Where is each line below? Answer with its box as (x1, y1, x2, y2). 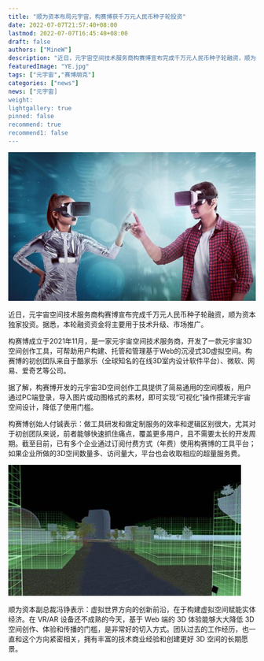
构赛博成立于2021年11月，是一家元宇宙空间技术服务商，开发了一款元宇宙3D (8, 336, 252, 346)
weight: (8, 95, 34, 104)
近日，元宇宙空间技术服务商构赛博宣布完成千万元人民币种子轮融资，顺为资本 (8, 310, 256, 319)
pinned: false (8, 113, 55, 121)
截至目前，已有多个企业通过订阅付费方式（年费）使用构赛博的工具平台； (21, 439, 256, 448)
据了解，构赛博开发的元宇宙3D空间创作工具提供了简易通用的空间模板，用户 (8, 383, 251, 392)
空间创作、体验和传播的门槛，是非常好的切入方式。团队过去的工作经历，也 (8, 625, 249, 634)
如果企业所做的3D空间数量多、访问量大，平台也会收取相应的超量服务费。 (8, 449, 245, 459)
